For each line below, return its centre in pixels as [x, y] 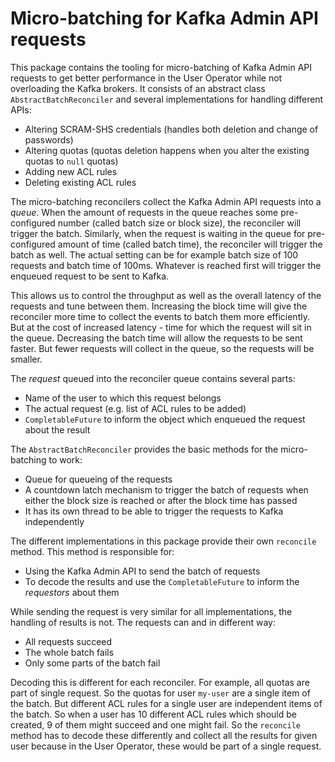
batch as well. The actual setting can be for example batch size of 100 [154, 254]
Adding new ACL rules [71, 171]
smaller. [26, 359]
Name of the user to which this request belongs [123, 398]
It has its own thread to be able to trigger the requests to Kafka [154, 511]
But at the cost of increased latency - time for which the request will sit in [161, 327]
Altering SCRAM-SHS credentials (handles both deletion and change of [171, 129]
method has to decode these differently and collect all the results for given [164, 735]
